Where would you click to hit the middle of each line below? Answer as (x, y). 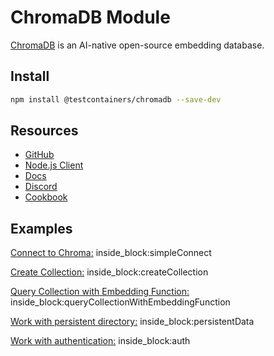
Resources (44, 131)
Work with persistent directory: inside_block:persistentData (132, 322)
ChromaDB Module (90, 17)
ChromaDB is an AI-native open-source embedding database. (137, 45)
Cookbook (46, 197)
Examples (41, 228)
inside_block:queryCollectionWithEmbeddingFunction (120, 302)
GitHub (39, 155)
